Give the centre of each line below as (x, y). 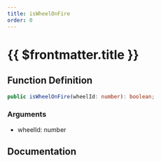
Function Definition (50, 81)
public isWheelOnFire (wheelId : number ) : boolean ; (81, 96)
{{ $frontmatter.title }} (73, 55)
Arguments (27, 115)
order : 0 (20, 20)
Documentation (42, 152)
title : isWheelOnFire (39, 14)
